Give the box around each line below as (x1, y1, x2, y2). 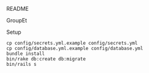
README (6, 5, 29, 12)
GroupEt (6, 17, 27, 24)
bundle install (6, 51, 45, 57)
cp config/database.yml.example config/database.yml (6, 45, 144, 51)
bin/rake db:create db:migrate (6, 56, 86, 62)
